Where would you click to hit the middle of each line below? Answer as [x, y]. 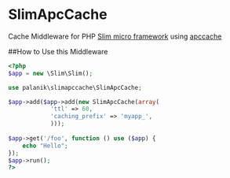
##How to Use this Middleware [58, 51]
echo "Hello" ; [45, 146]
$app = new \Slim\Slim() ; [50, 73]
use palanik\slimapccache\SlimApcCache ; [75, 87]
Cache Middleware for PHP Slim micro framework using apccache [115, 36]
